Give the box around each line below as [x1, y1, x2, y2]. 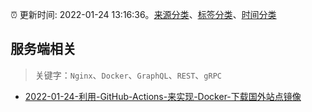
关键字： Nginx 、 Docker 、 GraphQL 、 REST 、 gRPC [34, 69, 222, 81]
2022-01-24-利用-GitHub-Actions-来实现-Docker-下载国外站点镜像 [24, 90, 302, 102]
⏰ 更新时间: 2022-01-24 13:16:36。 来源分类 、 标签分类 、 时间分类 [10, 9, 277, 20]
